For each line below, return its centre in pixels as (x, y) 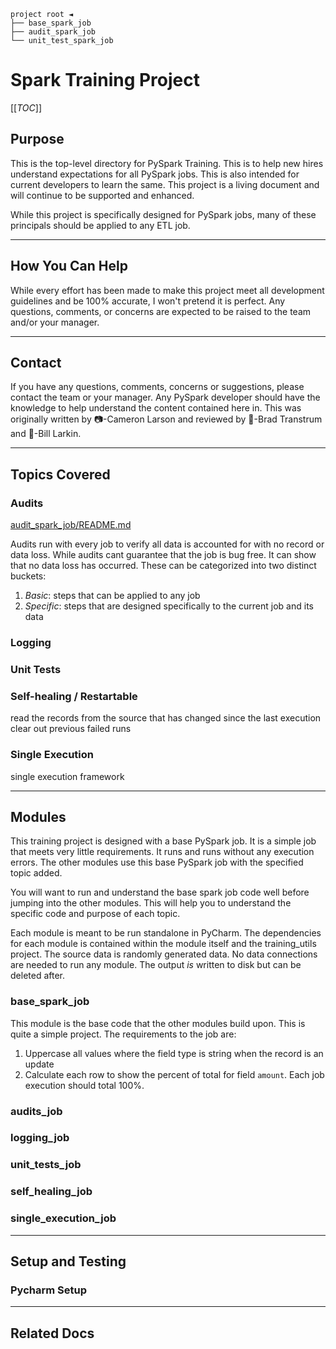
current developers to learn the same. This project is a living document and (165, 184)
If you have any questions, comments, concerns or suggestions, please (157, 387)
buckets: (28, 576)
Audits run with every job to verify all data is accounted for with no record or (167, 544)
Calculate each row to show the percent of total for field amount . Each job (174, 1074)
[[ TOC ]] (26, 107)
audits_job (36, 1111)
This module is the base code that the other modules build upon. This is (158, 1023)
